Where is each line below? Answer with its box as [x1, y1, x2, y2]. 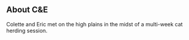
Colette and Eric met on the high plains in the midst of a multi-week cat [6, 20, 183, 27]
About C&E [6, 5, 48, 15]
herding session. [6, 27, 48, 34]
